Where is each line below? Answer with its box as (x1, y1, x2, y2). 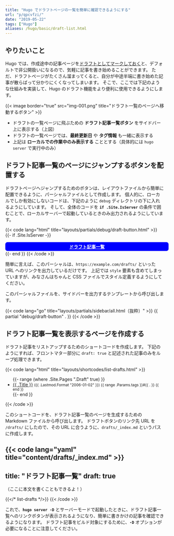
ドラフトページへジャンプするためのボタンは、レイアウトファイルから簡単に (5, 185, 164, 191)
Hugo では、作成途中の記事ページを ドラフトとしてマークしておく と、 (5, 60, 150, 66)
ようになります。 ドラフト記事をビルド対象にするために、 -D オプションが (9, 519, 162, 525)
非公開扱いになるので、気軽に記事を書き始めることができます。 (18, 67, 151, 73)
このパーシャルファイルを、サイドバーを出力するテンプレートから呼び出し (5, 291, 160, 297)
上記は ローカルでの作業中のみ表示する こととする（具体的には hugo (12, 138, 154, 144)
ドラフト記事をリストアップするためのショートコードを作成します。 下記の (5, 344, 161, 350)
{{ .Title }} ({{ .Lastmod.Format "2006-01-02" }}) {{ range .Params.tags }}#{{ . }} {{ (12, 382, 159, 388)
